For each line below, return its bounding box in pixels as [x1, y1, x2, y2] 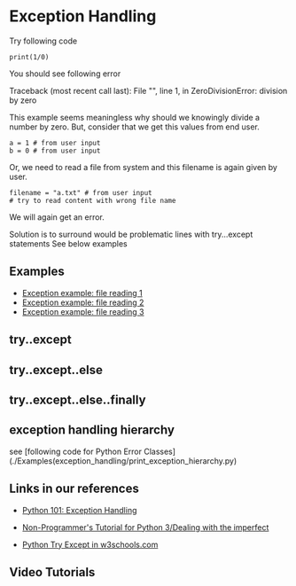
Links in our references [9, 481, 139, 496]
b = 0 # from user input [9, 146, 101, 155]
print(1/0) [9, 52, 50, 61]
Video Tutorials [9, 565, 96, 580]
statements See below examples [9, 238, 129, 249]
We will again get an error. [9, 211, 105, 223]
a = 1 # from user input [9, 138, 101, 147]
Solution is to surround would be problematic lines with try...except [9, 229, 253, 239]
